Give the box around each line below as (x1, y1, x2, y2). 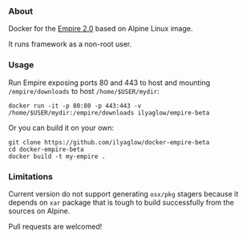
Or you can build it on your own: (8, 123, 115, 132)
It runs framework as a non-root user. (8, 39, 132, 49)
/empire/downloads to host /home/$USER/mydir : (8, 86, 160, 95)
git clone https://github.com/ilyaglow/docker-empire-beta (8, 138, 210, 146)
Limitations (8, 171, 54, 182)
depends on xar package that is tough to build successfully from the (8, 197, 234, 207)
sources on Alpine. (8, 206, 71, 216)
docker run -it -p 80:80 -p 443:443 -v (8, 102, 142, 110)
